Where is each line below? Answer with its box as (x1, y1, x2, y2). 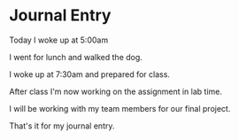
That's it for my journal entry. (9, 121, 115, 131)
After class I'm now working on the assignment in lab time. (9, 86, 223, 97)
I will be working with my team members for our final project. (9, 103, 231, 113)
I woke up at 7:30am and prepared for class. (9, 68, 171, 80)
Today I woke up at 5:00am (9, 35, 109, 45)
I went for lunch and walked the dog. (9, 51, 143, 62)
